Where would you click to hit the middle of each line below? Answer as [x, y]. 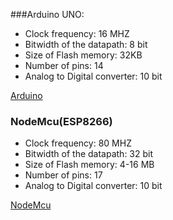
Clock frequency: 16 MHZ [77, 33]
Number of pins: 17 [63, 175]
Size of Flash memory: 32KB [83, 55]
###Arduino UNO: [47, 14]
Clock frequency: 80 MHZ [78, 143]
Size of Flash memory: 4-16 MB [89, 165]
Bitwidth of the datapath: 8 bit [86, 44]
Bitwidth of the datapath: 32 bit [89, 154]
